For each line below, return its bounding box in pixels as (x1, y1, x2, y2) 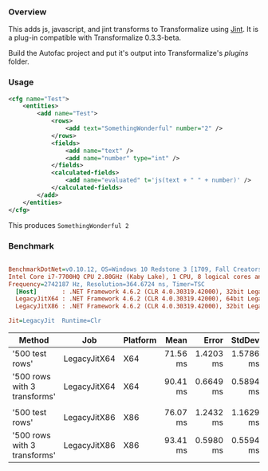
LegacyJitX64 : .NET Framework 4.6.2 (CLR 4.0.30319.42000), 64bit (15, 295, 245, 303)
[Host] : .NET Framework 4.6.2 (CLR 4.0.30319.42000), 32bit (15, 288, 245, 296)
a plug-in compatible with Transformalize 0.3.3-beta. (8, 33, 182, 42)
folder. (8, 57, 30, 66)
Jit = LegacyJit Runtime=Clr (8, 317, 102, 325)
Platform (123, 335, 157, 346)
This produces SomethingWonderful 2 (8, 220, 129, 230)
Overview (8, 6, 47, 18)
